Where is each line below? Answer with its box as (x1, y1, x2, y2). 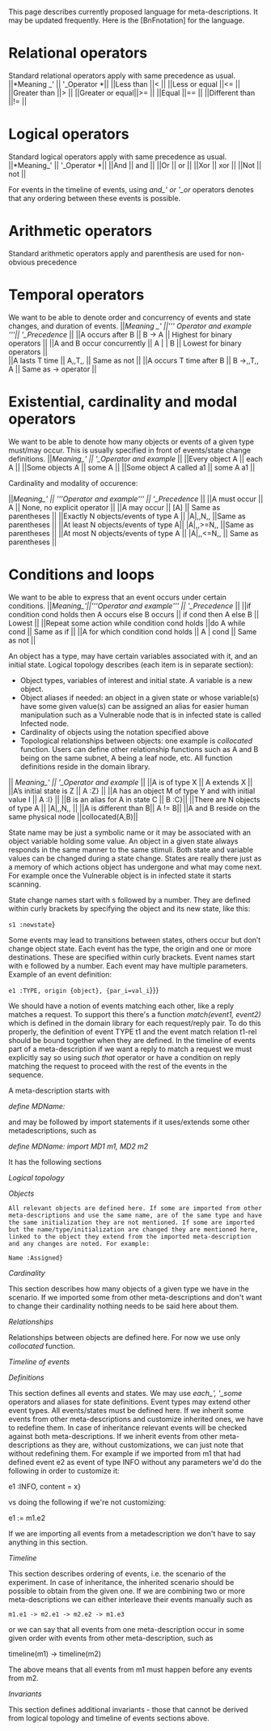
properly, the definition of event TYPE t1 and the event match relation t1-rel (8, 1026, 257, 1037)
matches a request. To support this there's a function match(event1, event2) (8, 1009, 261, 1019)
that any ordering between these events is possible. (8, 193, 181, 203)
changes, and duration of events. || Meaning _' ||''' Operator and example (8, 320, 252, 331)
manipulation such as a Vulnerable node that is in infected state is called (19, 710, 261, 719)
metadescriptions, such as (8, 1125, 97, 1135)
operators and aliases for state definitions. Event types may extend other (8, 1397, 251, 1407)
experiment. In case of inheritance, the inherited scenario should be (8, 1577, 235, 1587)
